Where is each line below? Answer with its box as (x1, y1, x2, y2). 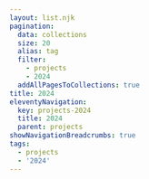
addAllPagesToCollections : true (17, 80, 141, 89)
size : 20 (17, 38, 51, 48)
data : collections (17, 30, 88, 39)
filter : (17, 55, 47, 64)
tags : (9, 139, 30, 148)
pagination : (9, 22, 55, 31)
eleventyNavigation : (9, 97, 88, 107)
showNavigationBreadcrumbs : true (9, 131, 136, 140)
